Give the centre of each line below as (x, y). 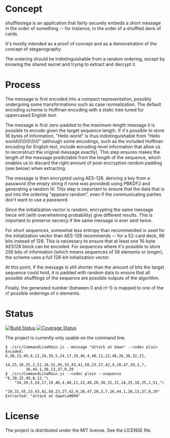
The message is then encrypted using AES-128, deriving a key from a (78, 178)
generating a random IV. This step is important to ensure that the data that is (85, 189)
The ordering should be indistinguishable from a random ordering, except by (85, 59)
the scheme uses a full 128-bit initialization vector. (58, 257)
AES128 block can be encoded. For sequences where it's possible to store (83, 246)
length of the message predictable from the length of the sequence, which (83, 157)
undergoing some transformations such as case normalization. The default (83, 104)
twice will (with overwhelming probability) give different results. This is (79, 215)
